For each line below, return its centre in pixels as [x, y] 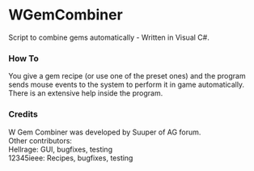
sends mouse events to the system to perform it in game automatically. [127, 85]
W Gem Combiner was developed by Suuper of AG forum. [105, 132]
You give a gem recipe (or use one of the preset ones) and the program [127, 76]
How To [23, 58]
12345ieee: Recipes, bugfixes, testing [71, 158]
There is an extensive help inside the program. [86, 93]
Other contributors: [40, 140]
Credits [23, 114]
